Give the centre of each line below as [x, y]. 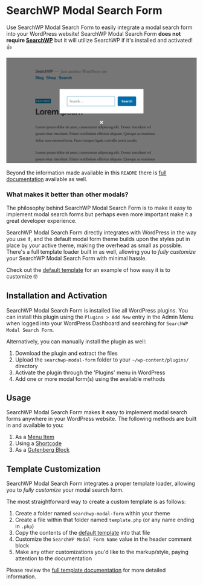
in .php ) [24, 526]
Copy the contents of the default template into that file [82, 533]
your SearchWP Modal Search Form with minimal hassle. [76, 258]
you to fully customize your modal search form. [65, 490]
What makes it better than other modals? [67, 194]
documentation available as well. [47, 179]
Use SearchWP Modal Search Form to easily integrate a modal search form [99, 27]
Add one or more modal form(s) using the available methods [90, 378]
